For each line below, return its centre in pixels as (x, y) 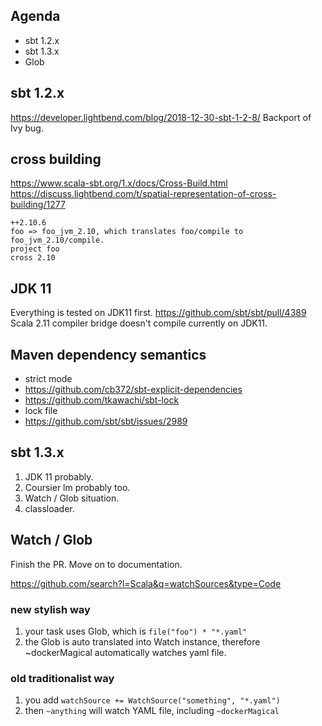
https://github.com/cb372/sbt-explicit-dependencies (133, 390)
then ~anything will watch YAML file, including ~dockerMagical (152, 711)
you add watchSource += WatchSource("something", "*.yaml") (152, 700)
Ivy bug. (27, 128)
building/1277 (38, 205)
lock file (41, 411)
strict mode (48, 379)
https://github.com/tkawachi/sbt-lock (102, 400)
